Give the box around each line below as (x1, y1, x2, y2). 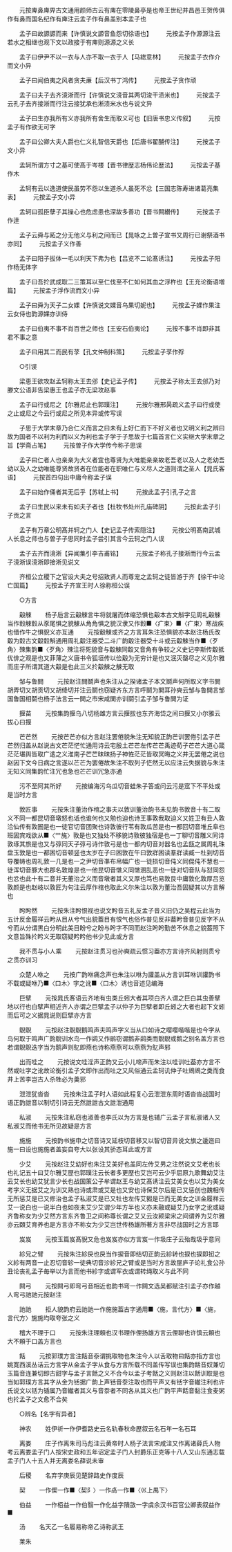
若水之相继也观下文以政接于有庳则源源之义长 (7, 38, 135, 46)
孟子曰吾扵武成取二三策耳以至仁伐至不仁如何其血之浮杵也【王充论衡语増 (19, 277, 225, 286)
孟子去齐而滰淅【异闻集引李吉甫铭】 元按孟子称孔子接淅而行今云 (19, 549, 215, 557)
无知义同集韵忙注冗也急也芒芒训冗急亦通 (7, 767, 122, 775)
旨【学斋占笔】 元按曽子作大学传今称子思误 (7, 441, 142, 449)
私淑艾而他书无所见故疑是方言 (7, 1122, 92, 1130)
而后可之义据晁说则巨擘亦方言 (7, 1011, 92, 1019)
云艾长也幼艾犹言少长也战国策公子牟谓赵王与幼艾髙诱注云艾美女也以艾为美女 (7, 1177, 225, 1185)
